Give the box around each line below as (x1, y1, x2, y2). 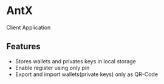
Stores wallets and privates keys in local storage (15, 57, 137, 65)
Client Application (6, 24, 51, 31)
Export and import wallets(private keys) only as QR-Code (15, 71, 159, 78)
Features (6, 41, 41, 52)
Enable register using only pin (15, 64, 90, 71)
